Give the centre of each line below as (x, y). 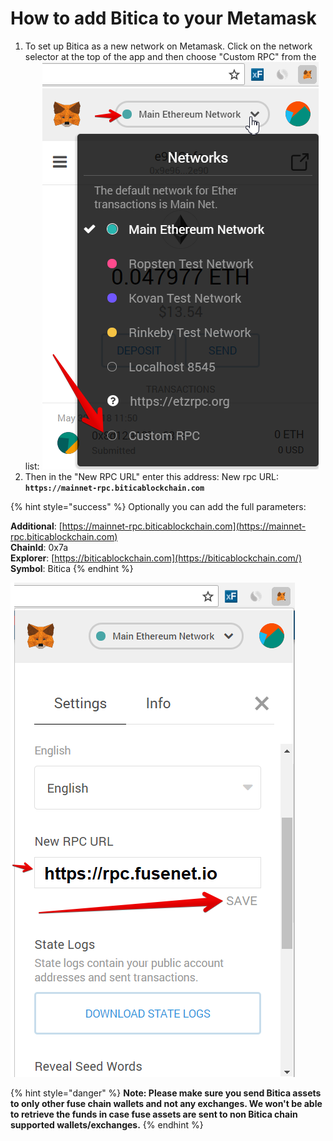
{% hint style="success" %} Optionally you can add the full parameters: (158, 506)
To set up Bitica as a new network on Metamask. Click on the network (168, 46)
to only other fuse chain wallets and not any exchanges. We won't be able (166, 1103)
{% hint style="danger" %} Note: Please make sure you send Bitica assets (166, 1093)
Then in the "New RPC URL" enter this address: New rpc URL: (152, 476)
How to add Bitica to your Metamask (163, 18)
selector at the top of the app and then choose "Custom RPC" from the (170, 56)
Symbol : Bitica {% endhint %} (72, 568)
